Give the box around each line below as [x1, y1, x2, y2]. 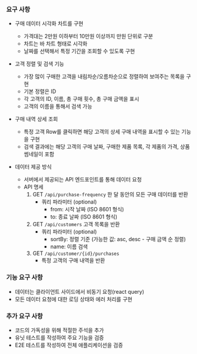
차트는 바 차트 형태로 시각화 [23, 40, 87, 47]
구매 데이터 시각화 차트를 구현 [14, 20, 83, 27]
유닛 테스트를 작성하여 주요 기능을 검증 [14, 334, 104, 341]
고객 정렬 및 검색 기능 [14, 60, 64, 67]
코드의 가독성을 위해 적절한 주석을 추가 [14, 327, 104, 334]
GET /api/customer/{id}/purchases [32, 250, 120, 257]
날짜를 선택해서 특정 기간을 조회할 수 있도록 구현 [23, 48, 135, 55]
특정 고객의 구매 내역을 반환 [41, 257, 105, 264]
